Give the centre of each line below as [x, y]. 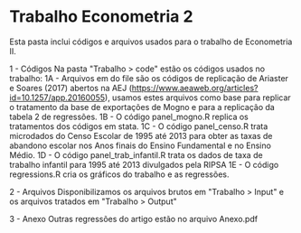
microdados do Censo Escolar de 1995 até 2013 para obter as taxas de [141, 135]
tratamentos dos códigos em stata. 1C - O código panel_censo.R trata [139, 126]
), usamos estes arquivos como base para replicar [198, 98]
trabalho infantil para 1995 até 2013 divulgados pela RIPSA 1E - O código [144, 164]
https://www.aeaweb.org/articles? [195, 88]
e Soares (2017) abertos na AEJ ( [71, 88]
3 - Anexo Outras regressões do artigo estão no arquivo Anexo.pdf [134, 219]
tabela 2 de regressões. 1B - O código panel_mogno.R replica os [129, 116]
